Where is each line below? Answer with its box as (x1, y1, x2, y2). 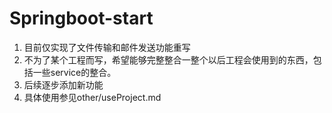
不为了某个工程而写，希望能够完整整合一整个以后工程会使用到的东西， (23, 53, 314, 66)
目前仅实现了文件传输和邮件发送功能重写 (23, 41, 191, 53)
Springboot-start (9, 7, 154, 30)
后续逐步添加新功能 (23, 78, 104, 91)
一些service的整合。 (32, 66, 117, 78)
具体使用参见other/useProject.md (23, 91, 162, 103)
